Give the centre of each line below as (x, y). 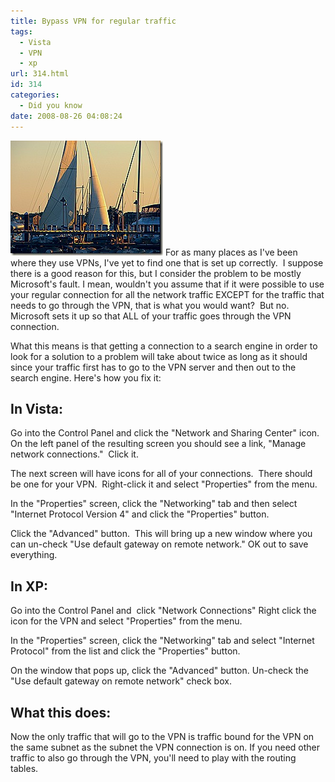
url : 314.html (40, 74)
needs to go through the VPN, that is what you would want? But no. (150, 305)
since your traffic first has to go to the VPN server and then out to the (153, 367)
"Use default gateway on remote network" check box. (121, 681)
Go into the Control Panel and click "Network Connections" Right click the (163, 611)
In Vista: (37, 408)
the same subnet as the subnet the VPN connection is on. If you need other (165, 747)
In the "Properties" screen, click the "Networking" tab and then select (154, 504)
